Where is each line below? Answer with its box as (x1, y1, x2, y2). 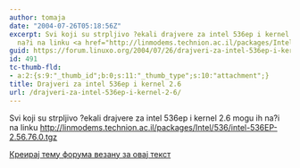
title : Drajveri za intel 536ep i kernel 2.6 (9, 80, 181, 88)
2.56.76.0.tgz (9, 131, 58, 142)
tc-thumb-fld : (9, 63, 62, 72)
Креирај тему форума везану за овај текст (9, 148, 171, 159)
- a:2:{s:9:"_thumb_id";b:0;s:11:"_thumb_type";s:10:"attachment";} (9, 71, 270, 80)
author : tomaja (9, 13, 66, 22)
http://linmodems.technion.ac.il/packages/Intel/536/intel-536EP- (39, 122, 279, 132)
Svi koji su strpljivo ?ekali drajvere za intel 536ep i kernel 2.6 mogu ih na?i (9, 113, 280, 123)
